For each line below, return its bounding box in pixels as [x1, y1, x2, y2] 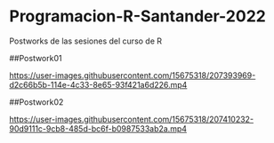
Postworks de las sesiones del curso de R [9, 36, 163, 46]
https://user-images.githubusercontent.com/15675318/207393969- [9, 69, 256, 81]
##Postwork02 [9, 96, 64, 107]
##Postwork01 [9, 52, 62, 63]
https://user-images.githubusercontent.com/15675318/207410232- [9, 114, 254, 124]
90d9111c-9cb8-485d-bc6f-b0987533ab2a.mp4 [9, 123, 188, 134]
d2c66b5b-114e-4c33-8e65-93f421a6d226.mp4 [9, 79, 188, 90]
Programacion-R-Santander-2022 [9, 6, 267, 27]
